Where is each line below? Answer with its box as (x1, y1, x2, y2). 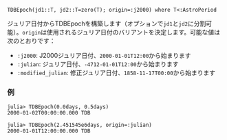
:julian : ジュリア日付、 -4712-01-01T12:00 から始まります (17, 60, 179, 68)
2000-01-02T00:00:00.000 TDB (7, 110, 91, 117)
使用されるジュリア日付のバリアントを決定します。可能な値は (46, 28, 221, 36)
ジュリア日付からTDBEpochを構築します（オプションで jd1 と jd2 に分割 (7, 19, 206, 28)
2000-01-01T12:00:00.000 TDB (7, 128, 91, 134)
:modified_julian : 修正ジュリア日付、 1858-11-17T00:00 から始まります (17, 69, 215, 77)
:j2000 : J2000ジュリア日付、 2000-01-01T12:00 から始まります (17, 52, 191, 59)
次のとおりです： (7, 37, 56, 45)
